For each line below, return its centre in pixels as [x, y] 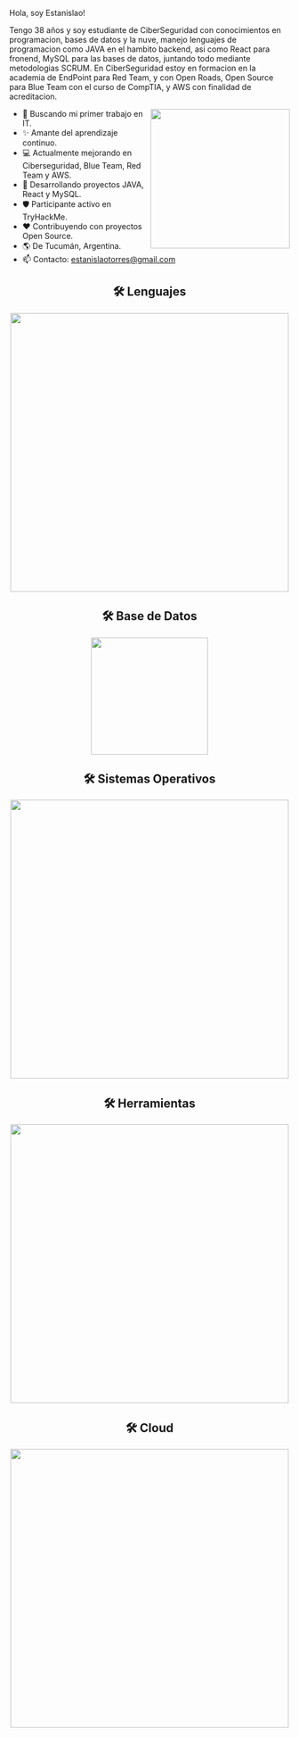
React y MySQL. [52, 194]
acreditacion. [33, 96]
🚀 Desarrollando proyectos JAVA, [83, 185]
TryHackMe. [45, 217]
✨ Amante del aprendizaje [70, 132]
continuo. [40, 143]
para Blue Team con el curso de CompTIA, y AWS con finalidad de [130, 87]
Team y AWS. [47, 175]
